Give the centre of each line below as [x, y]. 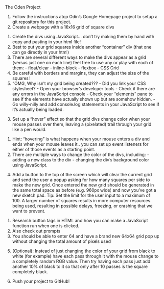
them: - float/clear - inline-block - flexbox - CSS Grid [65, 68]
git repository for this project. [42, 22]
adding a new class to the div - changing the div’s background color [81, 160]
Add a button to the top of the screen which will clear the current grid [82, 174]
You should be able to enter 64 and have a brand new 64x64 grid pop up [86, 236]
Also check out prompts [36, 231]
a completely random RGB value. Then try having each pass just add [81, 261]
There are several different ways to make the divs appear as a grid [79, 57]
